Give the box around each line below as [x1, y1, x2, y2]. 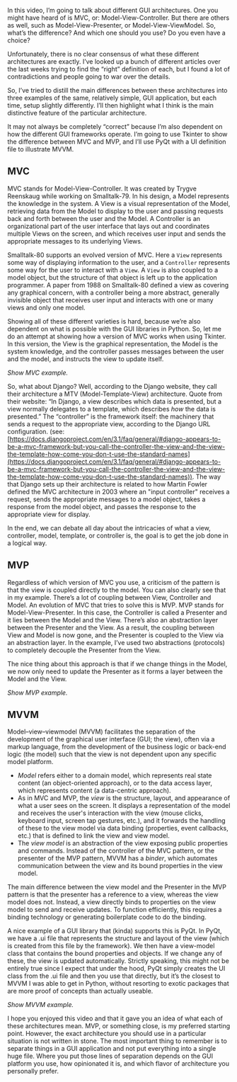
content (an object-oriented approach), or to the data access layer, [17, 779, 213, 787]
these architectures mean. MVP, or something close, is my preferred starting [7, 1022, 231, 1030]
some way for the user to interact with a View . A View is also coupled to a [7, 266, 219, 274]
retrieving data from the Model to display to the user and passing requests [7, 207, 224, 215]
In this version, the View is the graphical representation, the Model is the [7, 339, 218, 348]
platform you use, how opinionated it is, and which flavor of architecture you [7, 1059, 230, 1068]
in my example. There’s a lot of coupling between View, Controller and [7, 593, 212, 601]
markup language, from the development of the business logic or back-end [7, 743, 226, 751]
